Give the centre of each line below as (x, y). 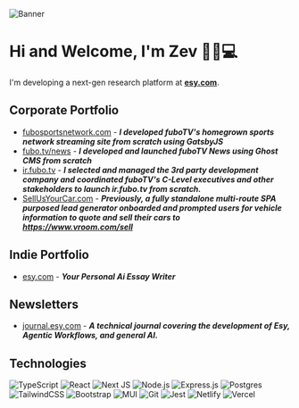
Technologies (48, 363)
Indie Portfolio (49, 255)
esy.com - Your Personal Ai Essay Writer (99, 276)
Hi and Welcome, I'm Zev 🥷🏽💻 (124, 51)
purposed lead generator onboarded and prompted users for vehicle (152, 208)
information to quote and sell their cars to (101, 217)
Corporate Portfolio (64, 110)
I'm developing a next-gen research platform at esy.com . (115, 82)
